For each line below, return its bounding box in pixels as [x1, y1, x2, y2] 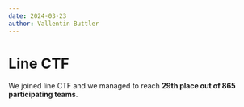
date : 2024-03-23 [8, 11, 67, 20]
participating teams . [8, 90, 78, 100]
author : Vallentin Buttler [8, 19, 99, 28]
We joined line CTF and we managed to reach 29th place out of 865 [8, 81, 236, 91]
